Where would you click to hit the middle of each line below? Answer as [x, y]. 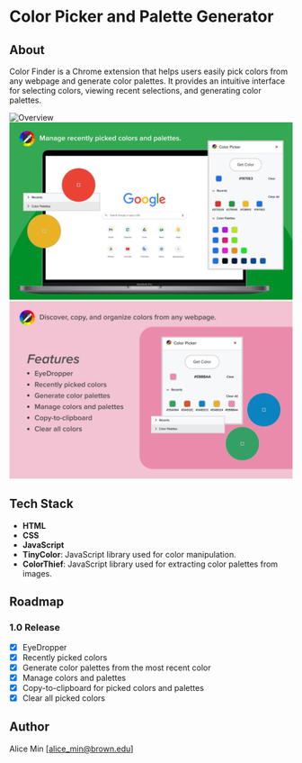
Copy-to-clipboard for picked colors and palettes [113, 687]
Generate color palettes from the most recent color [116, 668]
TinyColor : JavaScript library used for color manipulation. [129, 554]
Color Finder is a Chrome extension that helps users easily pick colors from [149, 71]
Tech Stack [41, 504]
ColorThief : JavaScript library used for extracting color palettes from [150, 564]
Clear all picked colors [64, 698]
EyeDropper [44, 647]
